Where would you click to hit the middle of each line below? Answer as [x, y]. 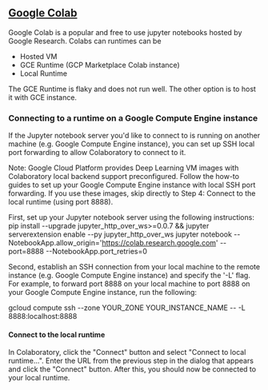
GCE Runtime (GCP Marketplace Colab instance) [100, 65]
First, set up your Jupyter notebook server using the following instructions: [131, 217]
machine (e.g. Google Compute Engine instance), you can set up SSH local [132, 144]
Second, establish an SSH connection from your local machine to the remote [134, 267]
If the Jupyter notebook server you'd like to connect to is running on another [134, 136]
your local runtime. [39, 378]
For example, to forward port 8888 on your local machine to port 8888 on [129, 284]
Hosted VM [38, 56]
